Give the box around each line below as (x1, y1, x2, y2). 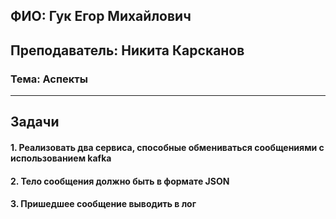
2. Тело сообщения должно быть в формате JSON (10, 175, 230, 187)
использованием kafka (10, 152, 112, 164)
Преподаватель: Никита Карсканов (10, 42, 245, 59)
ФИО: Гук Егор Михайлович (10, 8, 192, 25)
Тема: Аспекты (10, 72, 88, 86)
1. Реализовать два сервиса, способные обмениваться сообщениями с (10, 142, 325, 154)
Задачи (10, 114, 60, 131)
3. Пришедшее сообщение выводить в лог (10, 198, 197, 210)
